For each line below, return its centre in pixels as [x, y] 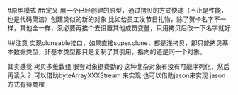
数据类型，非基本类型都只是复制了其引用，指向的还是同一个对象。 [109, 52]
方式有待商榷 [26, 84]
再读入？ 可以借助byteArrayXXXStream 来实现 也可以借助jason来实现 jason [117, 75]
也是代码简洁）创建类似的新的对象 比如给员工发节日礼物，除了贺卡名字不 [114, 19]
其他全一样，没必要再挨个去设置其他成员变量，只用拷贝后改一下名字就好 [125, 28]
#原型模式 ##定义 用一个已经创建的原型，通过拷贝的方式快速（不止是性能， [118, 10]
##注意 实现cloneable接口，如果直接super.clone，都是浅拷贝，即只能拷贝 [115, 43]
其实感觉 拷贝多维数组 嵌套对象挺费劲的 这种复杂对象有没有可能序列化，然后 [119, 66]
